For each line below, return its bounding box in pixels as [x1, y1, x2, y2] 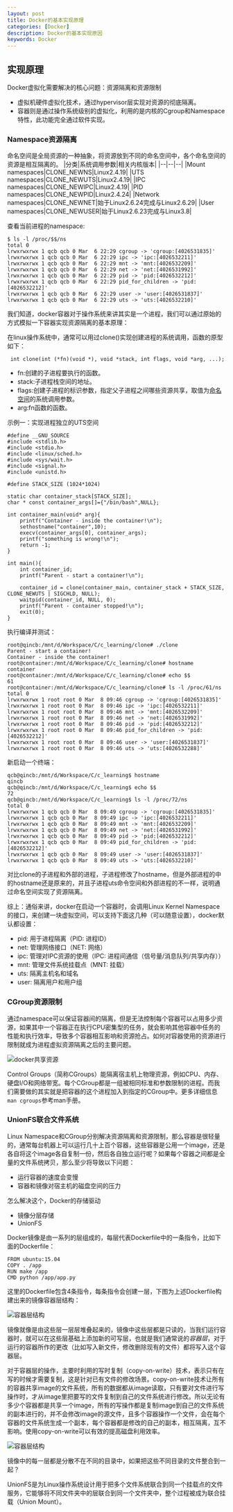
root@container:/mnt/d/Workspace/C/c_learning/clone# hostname [7, 660, 194, 667]
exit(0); [19, 609, 45, 616]
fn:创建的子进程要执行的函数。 [17, 369, 105, 377]
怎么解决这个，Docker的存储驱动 [7, 1196, 101, 1205]
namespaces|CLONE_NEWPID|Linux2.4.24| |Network [7, 190, 159, 199]
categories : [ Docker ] [7, 23, 70, 30]
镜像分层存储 [17, 1211, 54, 1219]
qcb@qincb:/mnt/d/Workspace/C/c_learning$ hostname [7, 772, 159, 779]
